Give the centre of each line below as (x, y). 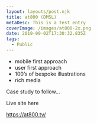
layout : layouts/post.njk (38, 12)
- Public (22, 45)
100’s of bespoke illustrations (50, 74)
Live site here (22, 103)
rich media (28, 80)
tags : (13, 39)
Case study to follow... (33, 92)
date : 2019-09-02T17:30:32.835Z (46, 34)
